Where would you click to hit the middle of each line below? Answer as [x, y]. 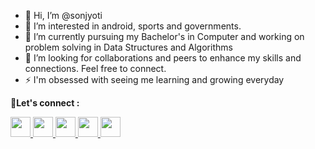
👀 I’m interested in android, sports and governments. [133, 26]
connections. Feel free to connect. [95, 68]
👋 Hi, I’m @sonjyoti [63, 15]
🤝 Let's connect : [45, 103]
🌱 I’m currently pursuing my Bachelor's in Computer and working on [164, 36]
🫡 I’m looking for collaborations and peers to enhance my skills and [163, 58]
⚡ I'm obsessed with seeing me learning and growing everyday [154, 79]
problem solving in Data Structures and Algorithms [128, 47]
